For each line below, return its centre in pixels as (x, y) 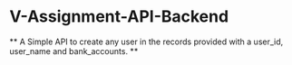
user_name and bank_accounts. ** (74, 51)
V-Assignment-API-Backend (119, 17)
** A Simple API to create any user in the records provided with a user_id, (146, 42)
